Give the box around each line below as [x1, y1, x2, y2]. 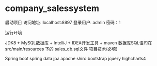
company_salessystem [5, 3, 99, 14]
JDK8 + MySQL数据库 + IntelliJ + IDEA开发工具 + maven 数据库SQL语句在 [5, 40, 153, 46]
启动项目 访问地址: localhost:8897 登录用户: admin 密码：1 [5, 19, 121, 25]
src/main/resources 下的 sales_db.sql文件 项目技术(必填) [5, 46, 118, 52]
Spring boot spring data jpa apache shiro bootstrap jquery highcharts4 [5, 55, 146, 61]
